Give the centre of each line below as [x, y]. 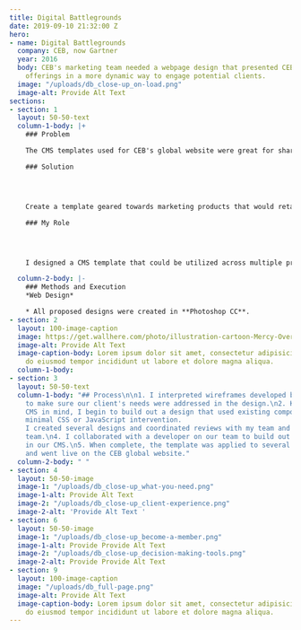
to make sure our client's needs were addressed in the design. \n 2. [156, 403]
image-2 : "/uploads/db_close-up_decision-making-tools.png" [132, 554]
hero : [19, 34]
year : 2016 [38, 59]
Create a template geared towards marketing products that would [150, 206]
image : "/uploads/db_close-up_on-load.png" [99, 84]
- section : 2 [34, 319]
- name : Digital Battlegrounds [68, 43]
